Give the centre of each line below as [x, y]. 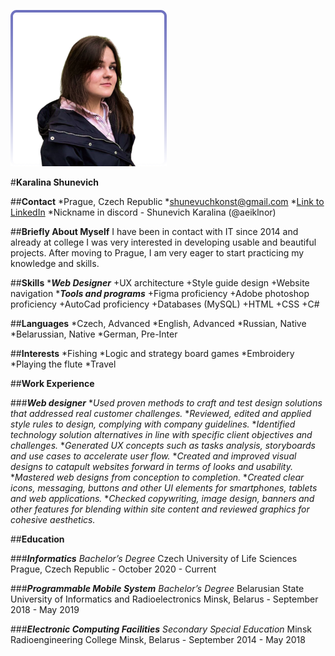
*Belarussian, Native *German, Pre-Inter [94, 334]
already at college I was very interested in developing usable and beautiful [163, 242]
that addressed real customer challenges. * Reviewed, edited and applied [161, 413]
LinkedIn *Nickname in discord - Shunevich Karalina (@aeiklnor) [143, 212]
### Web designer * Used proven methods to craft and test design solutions [166, 403]
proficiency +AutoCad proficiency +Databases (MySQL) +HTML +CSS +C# [165, 304]
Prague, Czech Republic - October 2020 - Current [113, 569]
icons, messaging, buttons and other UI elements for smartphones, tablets [164, 488]
